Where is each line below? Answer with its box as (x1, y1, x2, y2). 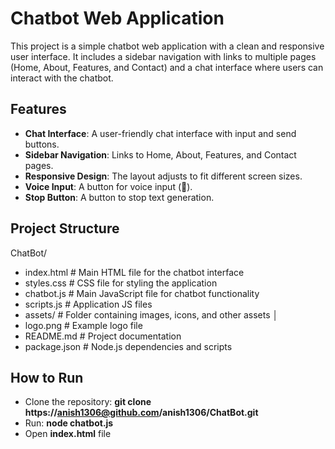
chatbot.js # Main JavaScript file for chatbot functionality (24, 287, 260, 299)
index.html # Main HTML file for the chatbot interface (24, 266, 245, 278)
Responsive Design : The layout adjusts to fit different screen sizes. (24, 170, 303, 182)
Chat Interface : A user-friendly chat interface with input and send (24, 127, 297, 139)
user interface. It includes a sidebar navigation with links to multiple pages (10, 50, 317, 62)
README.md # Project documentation (24, 330, 182, 342)
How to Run (10, 369, 84, 386)
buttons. (24, 138, 60, 150)
